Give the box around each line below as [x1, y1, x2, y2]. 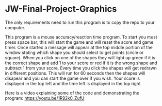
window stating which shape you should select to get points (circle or [5, 50, 144, 55]
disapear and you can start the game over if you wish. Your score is [5, 75, 140, 81]
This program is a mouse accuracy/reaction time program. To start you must [5, 34, 157, 40]
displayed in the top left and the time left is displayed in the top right [5, 80, 141, 86]
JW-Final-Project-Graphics [5, 3, 117, 15]
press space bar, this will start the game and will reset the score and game [5, 39, 154, 45]
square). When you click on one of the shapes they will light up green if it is [5, 54, 156, 60]
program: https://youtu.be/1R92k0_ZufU [5, 95, 85, 101]
